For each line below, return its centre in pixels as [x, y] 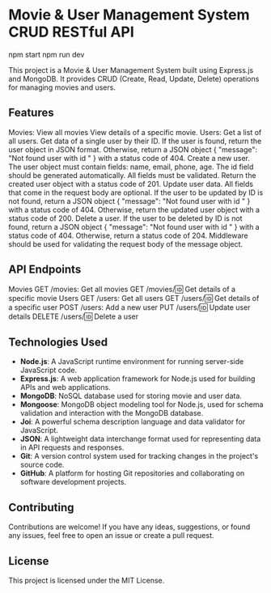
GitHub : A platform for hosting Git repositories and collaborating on [132, 473]
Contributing [41, 507]
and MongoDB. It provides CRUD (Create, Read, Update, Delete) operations [134, 78]
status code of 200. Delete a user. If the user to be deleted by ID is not [125, 218]
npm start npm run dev [47, 54]
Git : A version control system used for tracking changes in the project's [139, 456]
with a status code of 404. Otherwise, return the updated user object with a [134, 210]
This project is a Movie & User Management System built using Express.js [131, 70]
